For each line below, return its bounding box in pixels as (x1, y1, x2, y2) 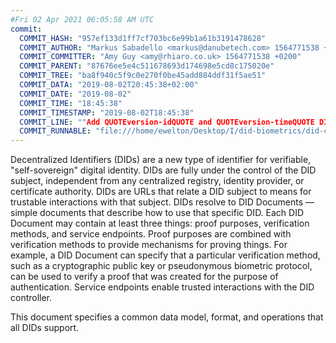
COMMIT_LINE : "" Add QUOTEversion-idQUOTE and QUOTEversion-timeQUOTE (19, 117, 315, 127)
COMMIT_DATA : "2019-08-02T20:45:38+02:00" (19, 80, 199, 90)
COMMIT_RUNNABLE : (19, 126, 92, 136)
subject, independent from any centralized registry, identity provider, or (10, 175, 305, 187)
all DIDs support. (10, 322, 80, 334)
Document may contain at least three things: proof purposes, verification (10, 217, 310, 230)
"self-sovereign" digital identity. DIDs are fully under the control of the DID (10, 164, 317, 176)
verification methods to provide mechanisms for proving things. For (10, 239, 288, 251)
